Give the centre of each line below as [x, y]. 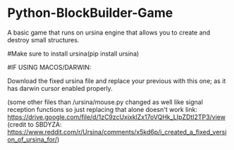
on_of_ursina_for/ [32, 139]
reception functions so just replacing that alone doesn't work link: [102, 109]
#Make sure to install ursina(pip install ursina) [73, 54]
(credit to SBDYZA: [35, 124]
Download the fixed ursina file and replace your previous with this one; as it [117, 81]
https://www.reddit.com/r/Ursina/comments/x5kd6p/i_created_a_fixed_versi [117, 132]
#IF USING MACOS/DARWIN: [49, 67]
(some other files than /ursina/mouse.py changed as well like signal [105, 102]
